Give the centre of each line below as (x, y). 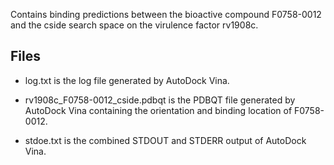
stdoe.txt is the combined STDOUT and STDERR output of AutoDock (165, 140)
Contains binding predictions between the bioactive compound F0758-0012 (166, 14)
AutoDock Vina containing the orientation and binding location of (158, 110)
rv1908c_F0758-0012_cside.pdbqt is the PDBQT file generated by (160, 100)
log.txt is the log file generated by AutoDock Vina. (127, 80)
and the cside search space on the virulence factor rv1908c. (134, 25)
